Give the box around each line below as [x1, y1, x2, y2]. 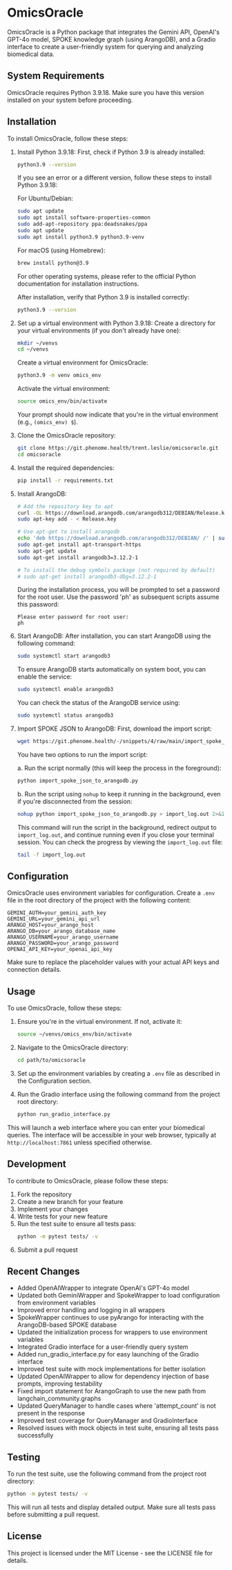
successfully [17, 1431, 54, 1440]
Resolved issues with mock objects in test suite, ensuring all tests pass [17, 1424, 219, 1432]
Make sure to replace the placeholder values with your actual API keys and [7, 958, 220, 966]
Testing [7, 1451, 41, 1463]
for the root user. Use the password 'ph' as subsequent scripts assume [17, 593, 220, 601]
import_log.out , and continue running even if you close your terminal [17, 830, 214, 839]
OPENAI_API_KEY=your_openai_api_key [7, 946, 113, 953]
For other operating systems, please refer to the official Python [17, 272, 197, 280]
